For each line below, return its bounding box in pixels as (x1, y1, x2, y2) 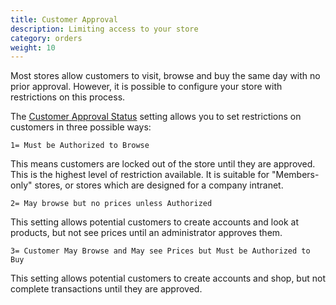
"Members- (271, 169, 320, 181)
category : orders (10, 33, 83, 43)
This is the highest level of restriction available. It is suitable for (10, 169, 270, 181)
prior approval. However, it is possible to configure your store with (10, 81, 283, 93)
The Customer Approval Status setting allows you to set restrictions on (10, 111, 302, 123)
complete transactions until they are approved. (10, 283, 203, 295)
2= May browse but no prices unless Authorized (10, 199, 213, 209)
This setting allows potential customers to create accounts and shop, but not (10, 272, 326, 285)
